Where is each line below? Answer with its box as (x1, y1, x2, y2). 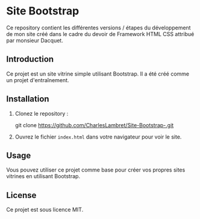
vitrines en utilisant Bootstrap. (6, 173, 80, 180)
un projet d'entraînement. (6, 76, 69, 83)
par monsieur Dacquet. (6, 37, 63, 44)
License (6, 190, 37, 200)
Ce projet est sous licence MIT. (6, 206, 84, 214)
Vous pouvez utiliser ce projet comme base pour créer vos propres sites (6, 166, 186, 173)
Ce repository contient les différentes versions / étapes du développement (6, 24, 191, 31)
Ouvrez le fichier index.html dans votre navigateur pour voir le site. (14, 133, 182, 140)
